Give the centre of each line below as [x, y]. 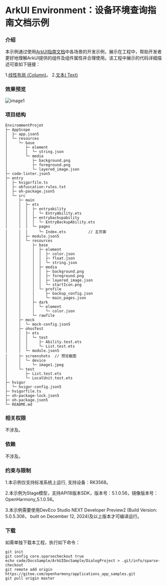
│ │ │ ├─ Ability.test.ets [43, 342]
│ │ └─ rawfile [30, 316]
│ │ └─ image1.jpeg [35, 365]
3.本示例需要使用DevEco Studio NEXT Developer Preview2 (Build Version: [81, 510]
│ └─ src [16, 196]
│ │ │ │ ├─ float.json [40, 259]
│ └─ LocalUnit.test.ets [39, 378]
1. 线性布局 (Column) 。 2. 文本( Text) [42, 75]
